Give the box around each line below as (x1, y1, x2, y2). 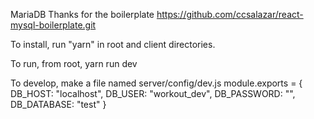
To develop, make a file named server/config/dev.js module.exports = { (10, 77, 303, 89)
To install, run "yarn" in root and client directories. (10, 39, 216, 50)
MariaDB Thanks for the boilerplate (10, 9, 155, 20)
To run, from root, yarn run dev (10, 58, 138, 69)
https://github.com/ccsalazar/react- (156, 9, 304, 20)
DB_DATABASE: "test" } (10, 99, 107, 110)
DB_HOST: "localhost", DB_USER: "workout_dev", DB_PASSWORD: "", (10, 88, 296, 99)
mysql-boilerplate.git (10, 19, 97, 31)
